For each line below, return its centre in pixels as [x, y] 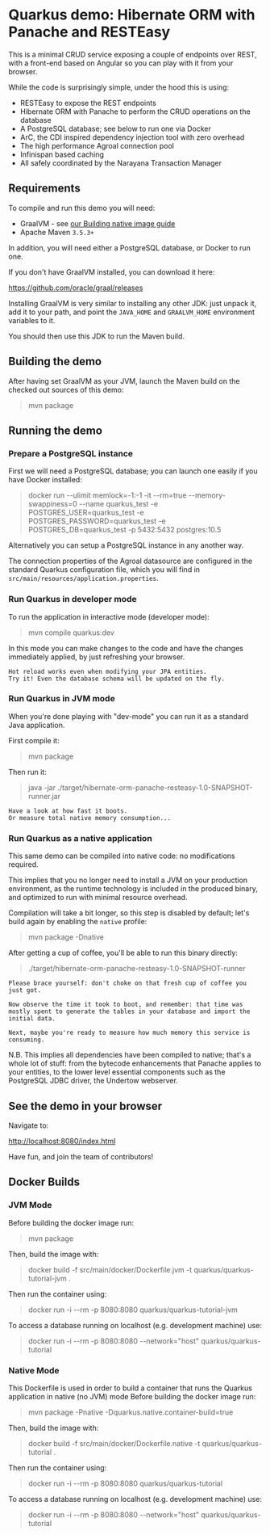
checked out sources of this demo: [66, 389]
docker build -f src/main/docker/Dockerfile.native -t [114, 1443]
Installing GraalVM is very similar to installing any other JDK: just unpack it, [133, 303]
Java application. [37, 725]
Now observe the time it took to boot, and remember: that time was [126, 1005]
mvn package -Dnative [66, 937]
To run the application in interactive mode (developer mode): [109, 616]
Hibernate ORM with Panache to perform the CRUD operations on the [135, 111]
